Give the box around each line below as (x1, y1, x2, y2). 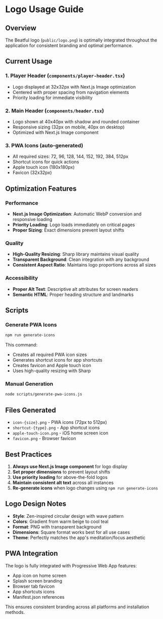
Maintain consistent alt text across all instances (12, 479, 114, 485)
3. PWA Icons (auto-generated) (5, 142, 83, 149)
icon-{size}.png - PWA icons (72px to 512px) (12, 419, 107, 425)
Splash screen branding (12, 578, 62, 584)
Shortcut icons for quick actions (12, 159, 79, 165)
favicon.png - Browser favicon (12, 435, 76, 441)
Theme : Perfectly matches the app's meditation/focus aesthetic (12, 535, 145, 541)
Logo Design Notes (5, 500, 67, 508)
